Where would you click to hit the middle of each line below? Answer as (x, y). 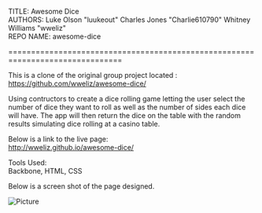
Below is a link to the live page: (58, 139)
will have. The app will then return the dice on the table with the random (125, 116)
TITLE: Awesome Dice (44, 11)
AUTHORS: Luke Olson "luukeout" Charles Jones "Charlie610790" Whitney (129, 20)
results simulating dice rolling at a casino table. (84, 124)
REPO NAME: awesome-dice (55, 36)
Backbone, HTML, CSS (45, 171)
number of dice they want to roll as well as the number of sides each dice (127, 107)
